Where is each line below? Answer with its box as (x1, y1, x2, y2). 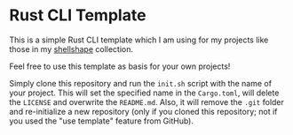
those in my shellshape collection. (9, 43, 134, 54)
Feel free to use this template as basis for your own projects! (9, 61, 231, 71)
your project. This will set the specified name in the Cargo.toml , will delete (9, 87, 280, 98)
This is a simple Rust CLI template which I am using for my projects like (9, 34, 269, 45)
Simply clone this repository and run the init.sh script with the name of (9, 78, 273, 88)
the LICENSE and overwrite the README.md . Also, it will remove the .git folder (9, 96, 284, 107)
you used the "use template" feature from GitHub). (9, 116, 194, 126)
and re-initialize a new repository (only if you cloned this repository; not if (9, 106, 278, 116)
